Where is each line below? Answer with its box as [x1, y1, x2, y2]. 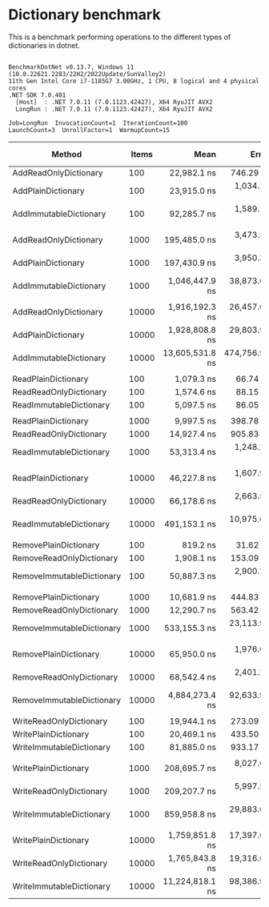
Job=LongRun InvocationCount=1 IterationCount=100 [8, 118, 188, 127]
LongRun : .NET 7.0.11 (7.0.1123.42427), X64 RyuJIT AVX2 [15, 105, 214, 113]
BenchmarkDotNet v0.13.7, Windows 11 [8, 62, 134, 71]
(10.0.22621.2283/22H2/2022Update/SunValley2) [8, 70, 167, 78]
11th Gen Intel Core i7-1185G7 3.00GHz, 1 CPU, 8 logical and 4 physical [8, 77, 260, 85]
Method [51, 148, 82, 159]
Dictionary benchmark [8, 6, 161, 24]
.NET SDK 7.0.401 [8, 90, 66, 99]
